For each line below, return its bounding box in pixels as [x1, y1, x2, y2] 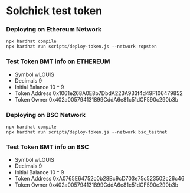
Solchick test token [6, 4, 103, 18]
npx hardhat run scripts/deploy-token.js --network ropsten [6, 44, 158, 50]
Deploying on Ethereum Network [6, 25, 102, 34]
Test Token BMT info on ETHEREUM [6, 57, 110, 66]
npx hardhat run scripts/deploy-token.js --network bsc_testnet [6, 129, 168, 135]
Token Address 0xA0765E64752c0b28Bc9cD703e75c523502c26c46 [14, 175, 185, 182]
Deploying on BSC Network [6, 110, 86, 119]
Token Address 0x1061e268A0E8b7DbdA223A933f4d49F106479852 [14, 90, 183, 97]
